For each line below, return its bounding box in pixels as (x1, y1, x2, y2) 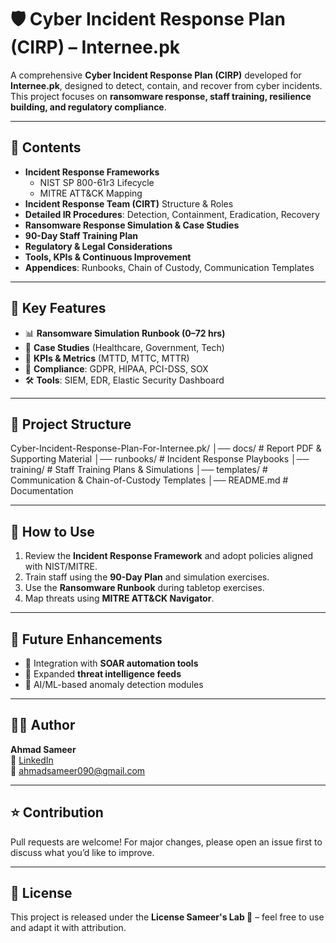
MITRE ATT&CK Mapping (39, 187, 143, 199)
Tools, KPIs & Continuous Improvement (24, 251, 192, 263)
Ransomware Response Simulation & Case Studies (24, 219, 240, 231)
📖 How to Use (10, 523, 95, 540)
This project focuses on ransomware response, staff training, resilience (10, 90, 312, 102)
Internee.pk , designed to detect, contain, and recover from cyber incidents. (10, 79, 323, 91)
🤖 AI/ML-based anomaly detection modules (24, 679, 204, 690)
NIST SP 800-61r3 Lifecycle (39, 176, 155, 188)
